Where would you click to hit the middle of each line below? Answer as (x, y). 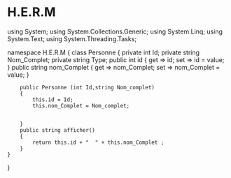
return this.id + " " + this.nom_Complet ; (98, 142)
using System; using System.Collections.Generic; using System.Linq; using (115, 31)
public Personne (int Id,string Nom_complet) (87, 87)
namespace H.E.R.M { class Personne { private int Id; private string (104, 52)
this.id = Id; (53, 99)
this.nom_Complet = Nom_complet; (81, 105)
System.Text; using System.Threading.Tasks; (72, 38)
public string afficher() (58, 130)
